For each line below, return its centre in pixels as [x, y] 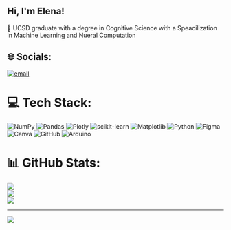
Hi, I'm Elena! [36, 11]
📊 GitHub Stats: [54, 163]
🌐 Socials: [30, 57]
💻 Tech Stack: [49, 102]
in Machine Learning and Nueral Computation [71, 35]
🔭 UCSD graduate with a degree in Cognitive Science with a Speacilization [112, 28]
